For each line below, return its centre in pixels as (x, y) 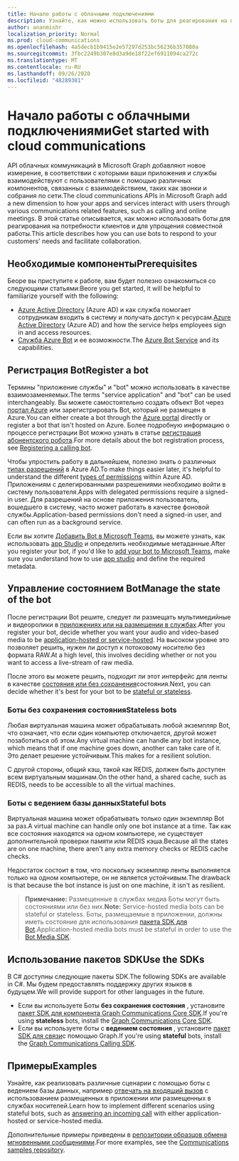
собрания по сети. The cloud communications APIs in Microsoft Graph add (117, 196)
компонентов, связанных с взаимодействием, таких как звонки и (107, 188)
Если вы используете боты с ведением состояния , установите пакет (124, 1028)
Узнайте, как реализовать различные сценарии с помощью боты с (109, 1083)
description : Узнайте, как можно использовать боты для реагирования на (117, 21)
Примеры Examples (52, 1066)
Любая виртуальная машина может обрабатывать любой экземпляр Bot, (119, 726)
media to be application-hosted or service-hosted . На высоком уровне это (118, 639)
